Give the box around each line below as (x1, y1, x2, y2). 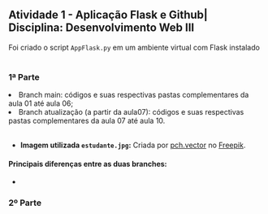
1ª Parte (8, 71, 40, 82)
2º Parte (8, 197, 42, 208)
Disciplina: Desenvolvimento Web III (8, 21, 195, 35)
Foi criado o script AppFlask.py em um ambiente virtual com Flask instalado (8, 42, 260, 52)
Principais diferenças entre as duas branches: (8, 159, 168, 168)
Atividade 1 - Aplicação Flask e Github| (8, 8, 209, 22)
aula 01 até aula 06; (8, 98, 74, 108)
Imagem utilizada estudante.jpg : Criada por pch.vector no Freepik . (19, 140, 246, 151)
